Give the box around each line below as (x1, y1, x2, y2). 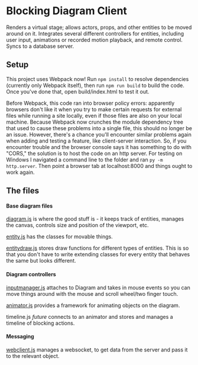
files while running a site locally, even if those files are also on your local (6, 112, 182, 119)
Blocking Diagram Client (6, 4, 127, 18)
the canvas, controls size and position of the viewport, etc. (6, 222, 149, 229)
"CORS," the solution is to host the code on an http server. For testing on (6, 150, 183, 157)
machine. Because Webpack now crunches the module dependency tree (6, 118, 183, 125)
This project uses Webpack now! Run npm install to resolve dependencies (6, 75, 189, 82)
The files (6, 186, 40, 196)
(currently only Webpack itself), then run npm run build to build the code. (6, 82, 185, 89)
